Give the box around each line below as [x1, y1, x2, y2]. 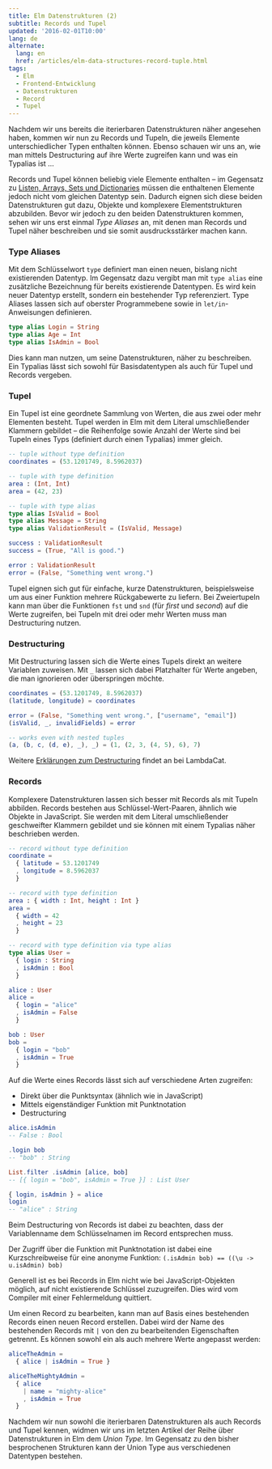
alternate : [8, 42, 45, 50]
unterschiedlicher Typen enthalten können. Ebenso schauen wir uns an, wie [8, 142, 261, 151]
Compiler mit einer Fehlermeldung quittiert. [8, 1293, 152, 1303]
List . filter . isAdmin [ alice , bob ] [8, 1168, 129, 1176]
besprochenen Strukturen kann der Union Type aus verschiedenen [8, 1442, 231, 1453]
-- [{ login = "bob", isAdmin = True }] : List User [8, 1175, 190, 1184]
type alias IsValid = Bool [8, 509, 100, 518]
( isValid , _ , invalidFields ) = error [8, 719, 136, 727]
